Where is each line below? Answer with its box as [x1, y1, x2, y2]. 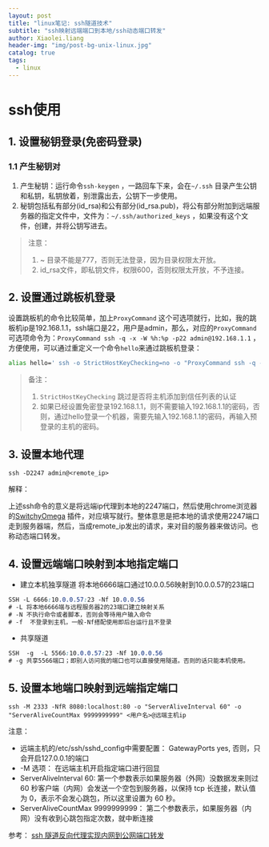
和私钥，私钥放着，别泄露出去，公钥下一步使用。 [19, 191, 182, 200]
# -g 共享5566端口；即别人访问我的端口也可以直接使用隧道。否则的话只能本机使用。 [8, 657, 250, 665]
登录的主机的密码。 [39, 422, 104, 432]
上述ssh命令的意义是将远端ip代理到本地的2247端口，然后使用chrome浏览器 [8, 501, 258, 511]
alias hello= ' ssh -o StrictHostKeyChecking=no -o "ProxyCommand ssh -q [8, 359, 256, 367]
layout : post [8, 11, 52, 20]
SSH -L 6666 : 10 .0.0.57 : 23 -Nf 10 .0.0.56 [8, 596, 146, 604]
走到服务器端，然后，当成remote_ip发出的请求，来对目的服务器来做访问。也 [8, 521, 259, 531]
